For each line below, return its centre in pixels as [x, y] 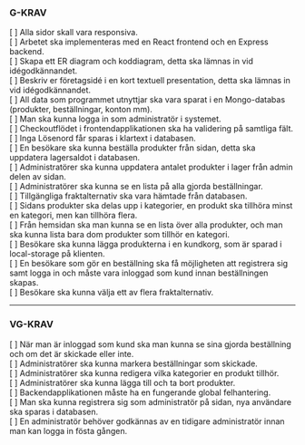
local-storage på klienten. [57, 254]
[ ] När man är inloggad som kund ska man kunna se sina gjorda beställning [151, 344]
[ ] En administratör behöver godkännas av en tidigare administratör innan [147, 421]
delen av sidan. [38, 177]
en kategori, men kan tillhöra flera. [74, 216]
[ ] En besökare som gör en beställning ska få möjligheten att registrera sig [149, 264]
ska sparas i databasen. [54, 411]
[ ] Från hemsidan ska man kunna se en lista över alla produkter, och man [146, 225]
